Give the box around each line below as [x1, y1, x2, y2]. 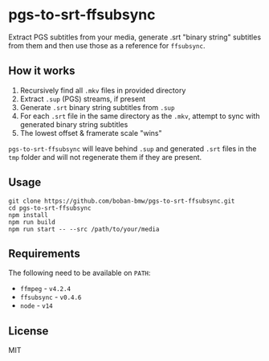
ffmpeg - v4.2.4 [19, 284, 71, 293]
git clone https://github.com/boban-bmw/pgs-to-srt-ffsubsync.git [8, 197, 235, 205]
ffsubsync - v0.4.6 [19, 292, 82, 302]
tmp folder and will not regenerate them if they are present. [8, 152, 202, 162]
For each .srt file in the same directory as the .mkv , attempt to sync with [19, 111, 260, 121]
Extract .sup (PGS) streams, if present [19, 94, 146, 104]
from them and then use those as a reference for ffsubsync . [8, 40, 206, 50]
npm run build [8, 218, 56, 226]
